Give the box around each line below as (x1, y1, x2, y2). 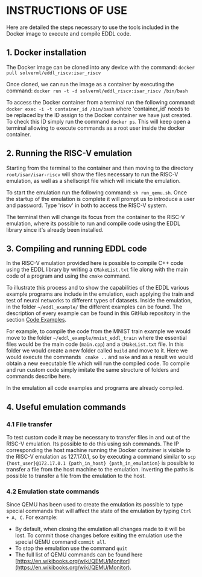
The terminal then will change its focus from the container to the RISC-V (6, 213, 185, 220)
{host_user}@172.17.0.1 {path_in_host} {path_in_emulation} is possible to (6, 459, 195, 467)
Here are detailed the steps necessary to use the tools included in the (6, 24, 179, 31)
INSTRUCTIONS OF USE (6, 4, 128, 18)
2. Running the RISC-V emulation (6, 148, 133, 159)
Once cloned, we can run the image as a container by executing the (6, 80, 174, 88)
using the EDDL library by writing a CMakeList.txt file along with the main (6, 266, 188, 273)
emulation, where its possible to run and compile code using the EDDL (6, 220, 181, 227)
